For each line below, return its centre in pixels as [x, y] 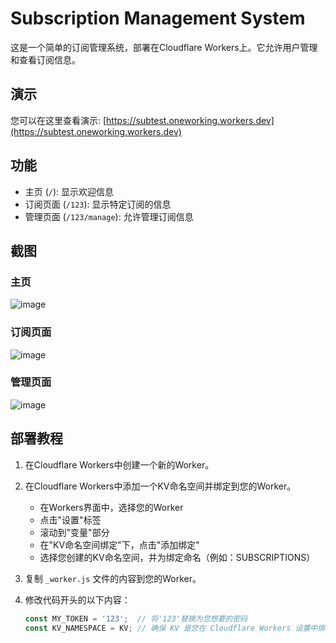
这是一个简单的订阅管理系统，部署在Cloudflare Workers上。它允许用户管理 [164, 47]
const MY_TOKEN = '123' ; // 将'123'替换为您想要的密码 [136, 618]
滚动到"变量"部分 [74, 532]
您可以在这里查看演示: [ [58, 120]
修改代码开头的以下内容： [77, 599]
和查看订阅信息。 [45, 59]
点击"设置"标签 [70, 519]
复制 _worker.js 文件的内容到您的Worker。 [113, 578]
